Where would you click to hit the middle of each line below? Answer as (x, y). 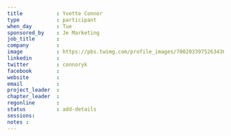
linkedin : (33, 58)
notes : (18, 122)
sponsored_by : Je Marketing (53, 33)
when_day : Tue (40, 26)
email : (33, 84)
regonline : (33, 103)
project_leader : (33, 90)
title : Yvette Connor (55, 13)
